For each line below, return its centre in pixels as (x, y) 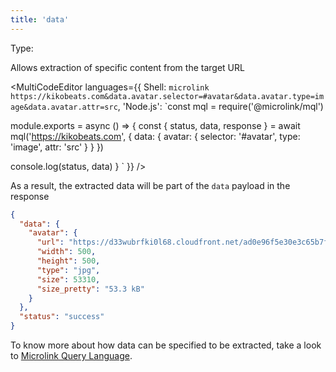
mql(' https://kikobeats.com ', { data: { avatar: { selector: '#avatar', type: (155, 136)
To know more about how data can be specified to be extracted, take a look (166, 345)
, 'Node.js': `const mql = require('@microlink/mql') (220, 106)
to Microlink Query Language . (71, 355)
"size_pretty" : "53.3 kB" (90, 289)
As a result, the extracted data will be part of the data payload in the (150, 185)
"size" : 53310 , (68, 279)
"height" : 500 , (68, 261)
